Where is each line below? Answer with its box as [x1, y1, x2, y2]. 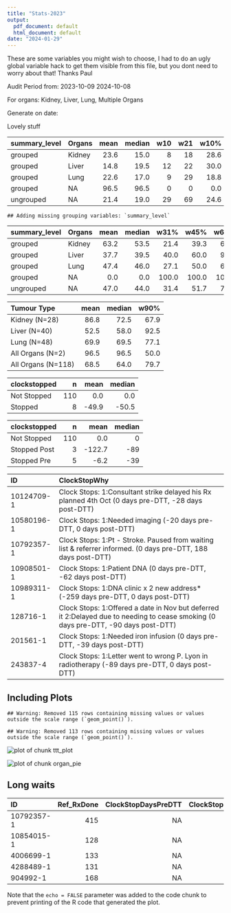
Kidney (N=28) [10, 315, 60, 325]
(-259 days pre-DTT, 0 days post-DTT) [58, 592, 190, 602]
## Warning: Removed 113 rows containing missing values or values [7, 728, 205, 735]
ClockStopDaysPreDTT [105, 800, 182, 809]
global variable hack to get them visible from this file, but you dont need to [7, 62, 218, 70]
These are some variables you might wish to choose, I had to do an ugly [7, 54, 211, 63]
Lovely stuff [7, 122, 41, 131]
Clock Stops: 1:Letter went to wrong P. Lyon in [58, 651, 208, 661]
